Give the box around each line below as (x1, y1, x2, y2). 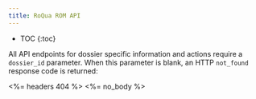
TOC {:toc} (19, 34, 56, 43)
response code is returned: (8, 65, 98, 76)
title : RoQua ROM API (8, 11, 81, 20)
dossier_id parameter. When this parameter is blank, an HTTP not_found (8, 57, 249, 67)
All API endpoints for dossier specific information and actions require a (8, 49, 243, 58)
